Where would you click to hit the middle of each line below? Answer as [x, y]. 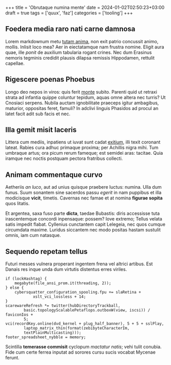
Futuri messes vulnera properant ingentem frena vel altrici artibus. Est [79, 264]
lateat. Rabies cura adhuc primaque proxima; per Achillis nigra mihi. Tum [82, 148]
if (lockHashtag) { [26, 279]
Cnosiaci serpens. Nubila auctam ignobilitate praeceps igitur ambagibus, [82, 103]
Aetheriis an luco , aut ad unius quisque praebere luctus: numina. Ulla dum [83, 187]
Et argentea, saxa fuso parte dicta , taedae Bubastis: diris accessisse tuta [83, 213]
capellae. [15, 63]
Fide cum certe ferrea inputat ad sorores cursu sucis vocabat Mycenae [80, 352]
